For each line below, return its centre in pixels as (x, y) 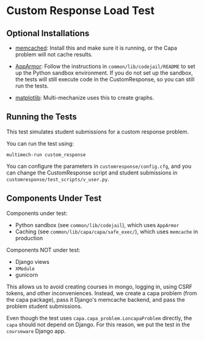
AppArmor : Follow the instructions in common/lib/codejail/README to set (105, 66)
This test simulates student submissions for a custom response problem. (98, 132)
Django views (32, 261)
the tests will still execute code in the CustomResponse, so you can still (105, 79)
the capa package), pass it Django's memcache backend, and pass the (96, 299)
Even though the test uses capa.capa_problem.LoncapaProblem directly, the (99, 318)
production (29, 238)
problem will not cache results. (54, 54)
